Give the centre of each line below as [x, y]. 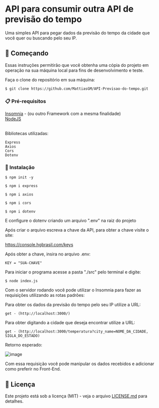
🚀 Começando [27, 53]
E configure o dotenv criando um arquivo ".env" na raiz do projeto [71, 221]
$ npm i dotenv [20, 212]
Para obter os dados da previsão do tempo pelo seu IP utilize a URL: [73, 305]
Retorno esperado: [24, 345]
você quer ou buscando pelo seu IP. [41, 38]
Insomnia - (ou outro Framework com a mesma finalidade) [63, 114]
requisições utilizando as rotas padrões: [45, 295]
